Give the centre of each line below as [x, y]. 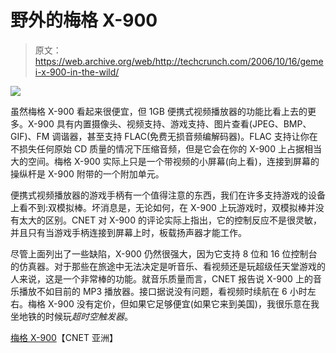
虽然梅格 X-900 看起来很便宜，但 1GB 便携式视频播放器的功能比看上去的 [159, 111]
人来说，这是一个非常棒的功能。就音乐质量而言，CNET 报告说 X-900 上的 [161, 278]
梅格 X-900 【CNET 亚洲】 [64, 337]
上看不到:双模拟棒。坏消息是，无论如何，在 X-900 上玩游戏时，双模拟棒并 [163, 207]
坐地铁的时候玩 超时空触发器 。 [71, 316]
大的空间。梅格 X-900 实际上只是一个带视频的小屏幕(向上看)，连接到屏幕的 [165, 161]
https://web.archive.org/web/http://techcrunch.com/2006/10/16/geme [179, 61]
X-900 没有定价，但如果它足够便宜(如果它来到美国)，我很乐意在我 [183, 303]
